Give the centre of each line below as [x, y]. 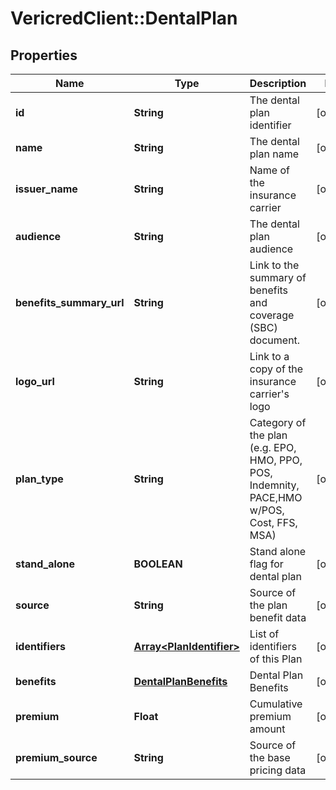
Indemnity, [274, 485]
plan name [274, 154]
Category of [278, 422]
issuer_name [46, 189]
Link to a [269, 356]
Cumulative [276, 704]
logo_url [35, 381]
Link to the [274, 265]
